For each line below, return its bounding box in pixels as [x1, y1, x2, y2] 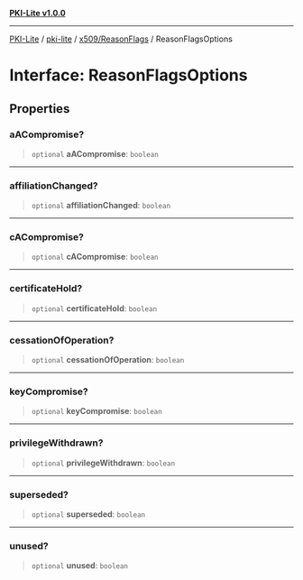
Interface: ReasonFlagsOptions [9, 65, 248, 86]
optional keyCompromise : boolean [31, 406, 162, 417]
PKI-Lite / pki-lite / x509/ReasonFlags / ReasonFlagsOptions [9, 33, 233, 44]
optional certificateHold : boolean [31, 302, 158, 314]
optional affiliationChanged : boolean [31, 200, 171, 211]
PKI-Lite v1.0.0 [9, 8, 66, 18]
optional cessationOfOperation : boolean [31, 354, 185, 365]
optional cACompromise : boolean [31, 252, 159, 262]
